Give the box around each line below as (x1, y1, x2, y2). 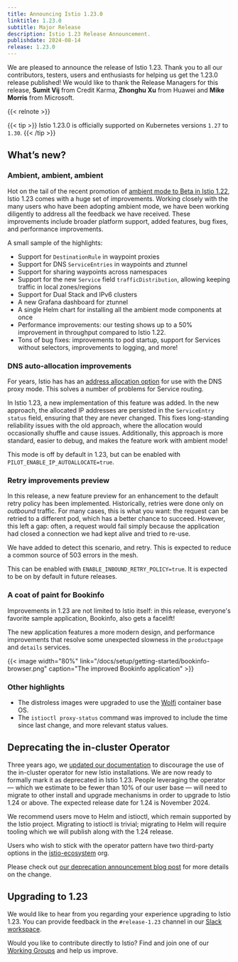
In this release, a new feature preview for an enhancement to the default (7, 492, 219, 500)
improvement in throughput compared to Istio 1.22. (17, 328, 166, 336)
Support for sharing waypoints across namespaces (17, 267, 168, 276)
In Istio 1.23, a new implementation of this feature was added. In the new (7, 398, 219, 407)
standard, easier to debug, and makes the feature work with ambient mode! (7, 436, 228, 445)
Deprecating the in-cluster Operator (7, 742, 171, 754)
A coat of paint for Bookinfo (7, 590, 105, 600)
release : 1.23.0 (7, 43, 55, 51)
